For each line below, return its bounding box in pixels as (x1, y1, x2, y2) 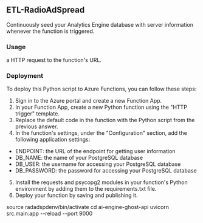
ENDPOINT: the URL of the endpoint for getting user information (15, 148, 176, 155)
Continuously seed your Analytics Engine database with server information (6, 21, 193, 28)
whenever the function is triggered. (6, 27, 95, 35)
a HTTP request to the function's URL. (6, 57, 102, 64)
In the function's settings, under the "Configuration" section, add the (15, 129, 187, 137)
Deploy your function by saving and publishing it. (15, 191, 138, 199)
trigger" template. (15, 110, 60, 117)
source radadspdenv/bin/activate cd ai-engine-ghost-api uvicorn (6, 204, 169, 211)
